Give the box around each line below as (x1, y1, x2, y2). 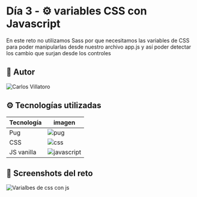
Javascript (6, 17, 61, 31)
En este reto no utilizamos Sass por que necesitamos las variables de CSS (6, 37, 190, 44)
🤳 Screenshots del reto (6, 168, 93, 178)
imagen (53, 118, 76, 127)
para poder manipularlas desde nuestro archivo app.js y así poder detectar (6, 43, 192, 50)
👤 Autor (6, 67, 35, 77)
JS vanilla (9, 148, 37, 156)
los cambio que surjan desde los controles (6, 49, 111, 56)
